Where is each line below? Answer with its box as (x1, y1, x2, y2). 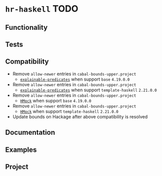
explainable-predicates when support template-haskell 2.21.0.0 (20, 87, 157, 93)
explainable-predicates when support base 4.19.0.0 (20, 76, 130, 82)
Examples (5, 145, 37, 154)
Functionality (5, 23, 48, 32)
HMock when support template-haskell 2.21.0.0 (20, 108, 119, 114)
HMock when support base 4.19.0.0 (20, 97, 92, 103)
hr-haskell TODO (5, 3, 79, 15)
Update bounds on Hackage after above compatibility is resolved (12, 113, 148, 120)
